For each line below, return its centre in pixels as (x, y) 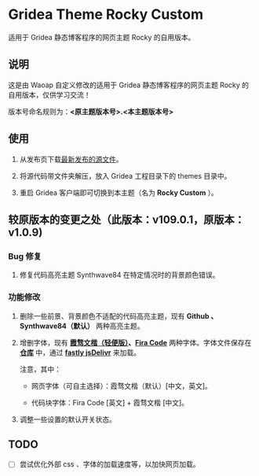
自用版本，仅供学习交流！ (49, 94)
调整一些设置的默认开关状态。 (67, 419)
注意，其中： (40, 369)
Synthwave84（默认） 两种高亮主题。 (82, 326)
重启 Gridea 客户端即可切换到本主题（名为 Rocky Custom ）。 (119, 192)
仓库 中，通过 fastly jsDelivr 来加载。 (80, 352)
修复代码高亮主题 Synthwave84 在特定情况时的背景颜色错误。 (119, 275)
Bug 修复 (25, 256)
